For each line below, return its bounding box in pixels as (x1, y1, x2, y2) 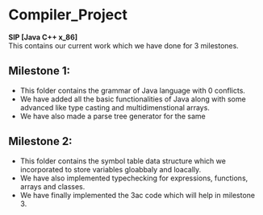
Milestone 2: (8, 134, 73, 148)
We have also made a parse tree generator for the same (19, 111, 206, 121)
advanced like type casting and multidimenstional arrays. (19, 102, 210, 112)
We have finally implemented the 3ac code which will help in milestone (19, 190, 256, 200)
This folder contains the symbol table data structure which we (19, 155, 226, 166)
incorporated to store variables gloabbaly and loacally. (19, 164, 202, 174)
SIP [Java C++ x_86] (8, 32, 78, 42)
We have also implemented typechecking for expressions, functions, (19, 173, 248, 183)
